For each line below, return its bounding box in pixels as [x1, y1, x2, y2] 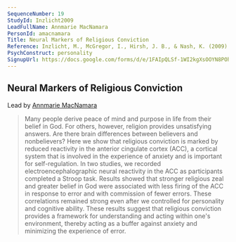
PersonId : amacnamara [7, 30, 71, 37]
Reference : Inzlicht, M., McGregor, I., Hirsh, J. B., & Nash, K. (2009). [7, 43, 231, 50]
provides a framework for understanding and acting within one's [24, 212, 211, 220]
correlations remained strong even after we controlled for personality [24, 196, 225, 205]
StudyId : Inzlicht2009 [7, 17, 74, 24]
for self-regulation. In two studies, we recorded [24, 159, 162, 167]
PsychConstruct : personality [7, 50, 93, 57]
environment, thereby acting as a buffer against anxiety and [24, 219, 198, 227]
